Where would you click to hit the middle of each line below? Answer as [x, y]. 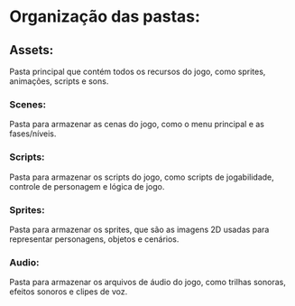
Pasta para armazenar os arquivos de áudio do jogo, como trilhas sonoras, [147, 283]
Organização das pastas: [105, 17]
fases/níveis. [33, 134]
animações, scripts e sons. [59, 81]
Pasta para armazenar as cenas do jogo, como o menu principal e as [137, 125]
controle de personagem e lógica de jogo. [87, 186]
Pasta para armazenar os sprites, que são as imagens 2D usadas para [139, 229]
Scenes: [28, 104]
